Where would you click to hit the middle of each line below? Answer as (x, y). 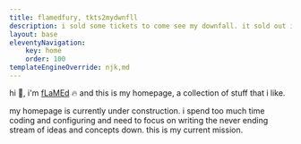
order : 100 (46, 59)
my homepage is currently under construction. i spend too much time (137, 110)
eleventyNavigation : (48, 42)
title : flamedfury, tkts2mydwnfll (74, 17)
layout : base (34, 34)
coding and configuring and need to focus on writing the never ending (139, 120)
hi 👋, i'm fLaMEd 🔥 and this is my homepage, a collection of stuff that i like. (147, 93)
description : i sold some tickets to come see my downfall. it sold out (148, 26)
